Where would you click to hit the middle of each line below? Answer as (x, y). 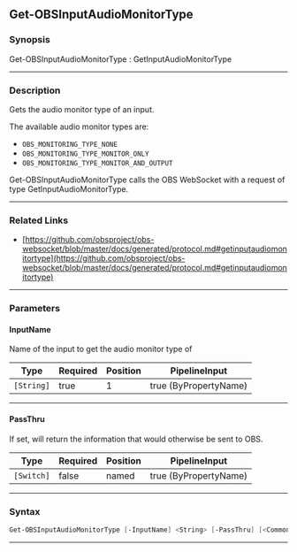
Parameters (34, 309)
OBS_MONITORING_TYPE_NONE (69, 144)
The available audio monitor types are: (79, 126)
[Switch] (32, 475)
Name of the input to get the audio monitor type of (101, 349)
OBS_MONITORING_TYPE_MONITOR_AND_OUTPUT (97, 163)
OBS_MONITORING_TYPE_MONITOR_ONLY (85, 154)
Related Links (39, 220)
